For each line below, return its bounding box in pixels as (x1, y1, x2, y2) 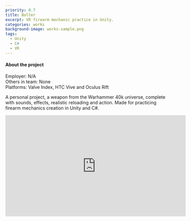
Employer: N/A (5, 73, 36, 79)
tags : (5, 31, 17, 36)
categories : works (5, 22, 45, 27)
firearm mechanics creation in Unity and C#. (5, 105, 99, 111)
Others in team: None (5, 78, 51, 85)
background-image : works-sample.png (5, 27, 84, 32)
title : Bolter (5, 12, 36, 17)
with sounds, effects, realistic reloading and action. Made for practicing (5, 99, 157, 105)
